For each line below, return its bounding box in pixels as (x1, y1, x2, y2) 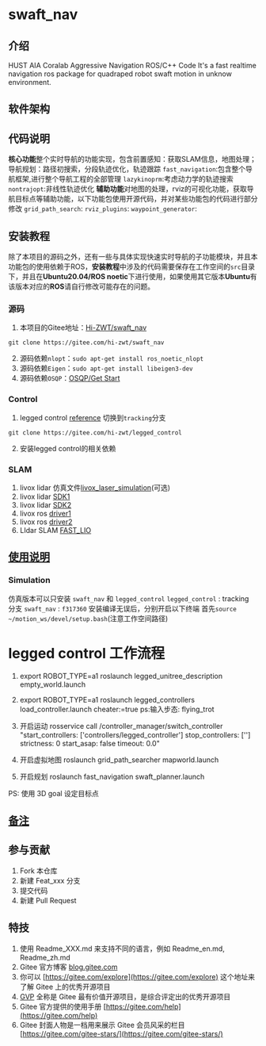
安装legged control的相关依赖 (19, 443, 116, 453)
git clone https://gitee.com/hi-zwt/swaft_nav (8, 339, 165, 347)
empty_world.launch (19, 680, 85, 689)
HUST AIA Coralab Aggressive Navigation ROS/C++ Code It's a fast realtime (8, 61, 257, 70)
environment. (8, 78, 51, 86)
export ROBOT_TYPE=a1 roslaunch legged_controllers (19, 695, 196, 704)
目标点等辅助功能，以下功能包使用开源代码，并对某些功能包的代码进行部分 (14, 194, 258, 204)
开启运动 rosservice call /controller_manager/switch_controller (19, 721, 223, 730)
